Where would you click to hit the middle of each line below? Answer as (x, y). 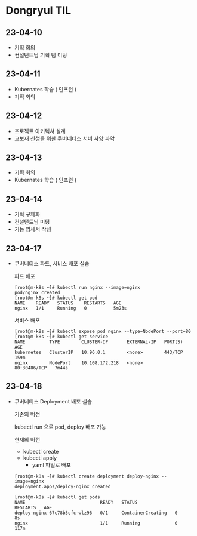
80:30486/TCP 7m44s (41, 368)
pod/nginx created (37, 293)
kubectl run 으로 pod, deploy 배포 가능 (60, 427)
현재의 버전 (27, 439)
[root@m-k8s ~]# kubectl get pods (57, 497)
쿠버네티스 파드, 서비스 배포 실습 (52, 264)
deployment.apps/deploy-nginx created (62, 486)
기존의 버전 (27, 414)
